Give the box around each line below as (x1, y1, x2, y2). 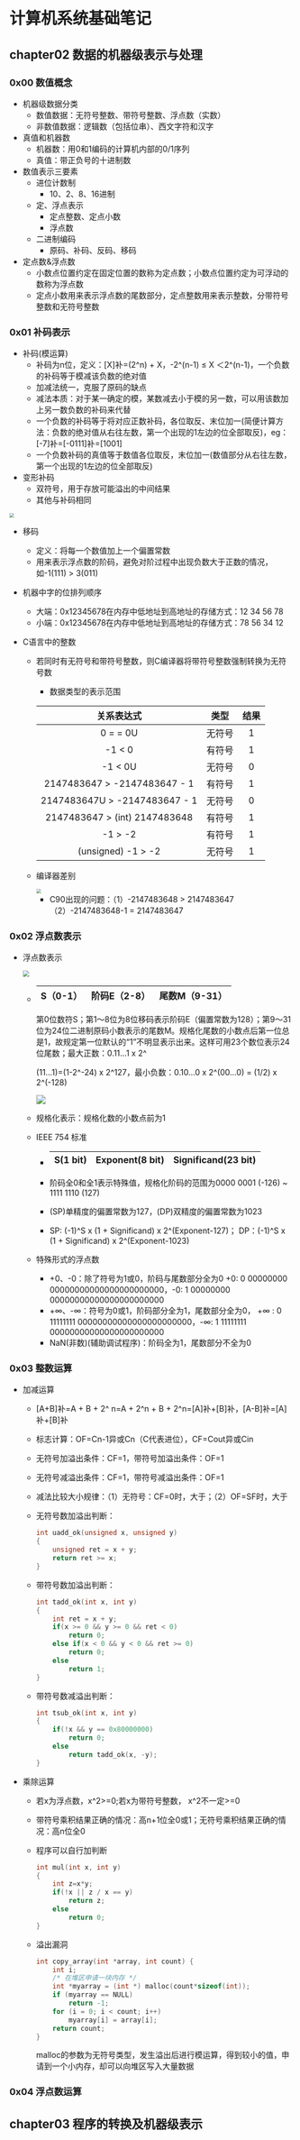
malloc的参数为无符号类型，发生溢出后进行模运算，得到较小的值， (35, 2050, 282, 2061)
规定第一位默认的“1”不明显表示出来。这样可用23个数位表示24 (62, 1037, 290, 1047)
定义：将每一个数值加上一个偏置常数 (35, 545, 171, 556)
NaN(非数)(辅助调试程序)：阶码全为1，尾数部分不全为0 (49, 1338, 252, 1349)
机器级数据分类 (22, 98, 78, 109)
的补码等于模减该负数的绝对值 (35, 370, 147, 381)
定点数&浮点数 (22, 256, 76, 267)
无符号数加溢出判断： (35, 1511, 115, 1522)
